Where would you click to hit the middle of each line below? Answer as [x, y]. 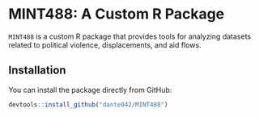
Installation [37, 71]
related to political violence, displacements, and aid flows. [105, 44]
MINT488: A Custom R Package [117, 14]
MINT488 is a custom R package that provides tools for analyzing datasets [130, 36]
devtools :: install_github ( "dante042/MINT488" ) [88, 104]
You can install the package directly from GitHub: [90, 90]
